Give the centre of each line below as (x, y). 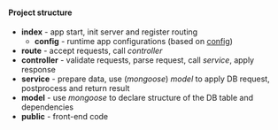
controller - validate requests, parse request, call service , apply (137, 60)
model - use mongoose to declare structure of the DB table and (137, 98)
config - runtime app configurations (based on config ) (134, 42)
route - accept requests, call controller (92, 51)
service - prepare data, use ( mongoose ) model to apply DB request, (146, 79)
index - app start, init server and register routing (109, 32)
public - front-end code (65, 117)
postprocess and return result (75, 88)
